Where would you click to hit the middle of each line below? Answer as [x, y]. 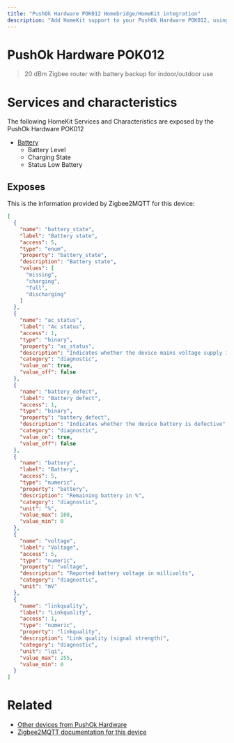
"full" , [37, 288]
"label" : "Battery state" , [59, 236]
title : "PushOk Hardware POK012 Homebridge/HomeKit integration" [104, 14]
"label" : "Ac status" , [53, 327]
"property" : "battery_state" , [64, 256]
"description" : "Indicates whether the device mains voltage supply [121, 353]
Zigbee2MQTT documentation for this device [82, 732]
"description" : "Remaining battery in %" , [82, 495]
